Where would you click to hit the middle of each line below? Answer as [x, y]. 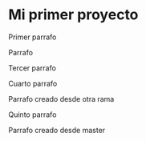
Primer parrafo [32, 37]
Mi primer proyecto [73, 15]
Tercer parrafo [32, 68]
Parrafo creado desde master [57, 130]
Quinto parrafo [32, 115]
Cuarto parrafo [33, 83]
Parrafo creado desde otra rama [61, 99]
